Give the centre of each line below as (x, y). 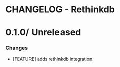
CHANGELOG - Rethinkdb (60, 9)
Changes (17, 48)
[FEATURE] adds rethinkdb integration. (53, 59)
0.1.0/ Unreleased (43, 32)
